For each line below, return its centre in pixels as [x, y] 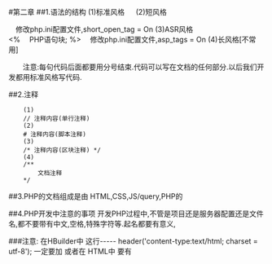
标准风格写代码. [56, 77]
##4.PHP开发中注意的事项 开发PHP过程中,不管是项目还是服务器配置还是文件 [136, 213]
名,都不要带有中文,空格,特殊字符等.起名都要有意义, [92, 224]
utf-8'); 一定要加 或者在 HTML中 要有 [70, 251]
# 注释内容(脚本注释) [55, 134]
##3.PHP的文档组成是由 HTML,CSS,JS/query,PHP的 [96, 196]
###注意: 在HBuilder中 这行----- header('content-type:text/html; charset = [133, 241]
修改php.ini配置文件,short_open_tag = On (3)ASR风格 [105, 29]
